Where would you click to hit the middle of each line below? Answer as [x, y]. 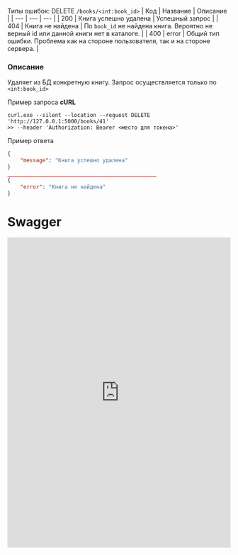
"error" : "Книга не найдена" [63, 187]
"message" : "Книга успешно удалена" [74, 161]
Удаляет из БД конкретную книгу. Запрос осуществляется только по [112, 82]
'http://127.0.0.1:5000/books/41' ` [61, 122]
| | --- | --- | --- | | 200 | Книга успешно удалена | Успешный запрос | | [113, 18]
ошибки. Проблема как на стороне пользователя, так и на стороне [109, 41]
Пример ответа [31, 141]
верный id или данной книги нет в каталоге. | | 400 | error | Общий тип [113, 33]
